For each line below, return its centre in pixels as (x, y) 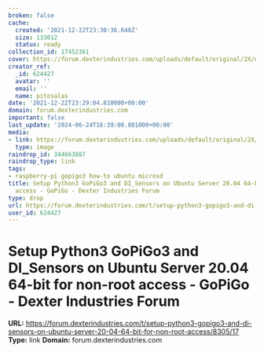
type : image (35, 147)
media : (19, 132)
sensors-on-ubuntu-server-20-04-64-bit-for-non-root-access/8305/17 (124, 332)
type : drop (26, 198)
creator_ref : (29, 67)
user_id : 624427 (35, 213)
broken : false (31, 15)
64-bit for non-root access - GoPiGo (129, 285)
